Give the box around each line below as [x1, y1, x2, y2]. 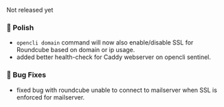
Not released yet [6, 6, 54, 14]
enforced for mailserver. [16, 93, 85, 102]
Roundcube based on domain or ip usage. [16, 46, 135, 54]
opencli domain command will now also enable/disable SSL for [16, 38, 194, 47]
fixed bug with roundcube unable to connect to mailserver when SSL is [16, 86, 218, 94]
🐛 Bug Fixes [6, 70, 46, 80]
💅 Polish [6, 23, 34, 32]
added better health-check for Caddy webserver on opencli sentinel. [16, 53, 211, 61]
